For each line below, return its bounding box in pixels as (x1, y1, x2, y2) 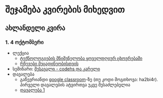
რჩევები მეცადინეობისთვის (19, 60, 79, 66)
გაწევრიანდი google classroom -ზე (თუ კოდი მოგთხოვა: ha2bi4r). (19, 76, 158, 82)
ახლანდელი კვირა (5, 24, 65, 32)
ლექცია (12, 50, 29, 56)
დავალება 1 (19, 87, 45, 93)
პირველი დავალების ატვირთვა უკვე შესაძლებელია (19, 82, 130, 88)
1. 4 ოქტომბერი (5, 39, 44, 46)
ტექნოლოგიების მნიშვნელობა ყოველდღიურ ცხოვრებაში (19, 55, 142, 61)
